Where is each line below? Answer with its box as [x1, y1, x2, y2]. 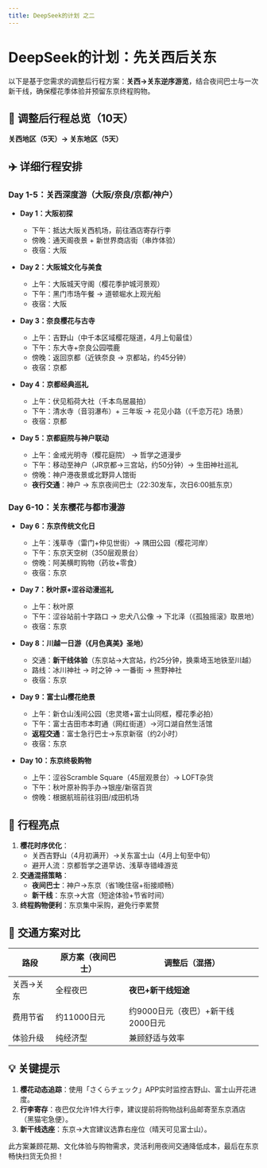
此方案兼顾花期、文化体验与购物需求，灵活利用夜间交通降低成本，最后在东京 [8, 1141, 259, 1151]
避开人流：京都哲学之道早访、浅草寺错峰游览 [31, 860, 179, 871]
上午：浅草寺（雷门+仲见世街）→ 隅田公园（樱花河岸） [31, 538, 213, 548]
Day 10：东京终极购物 [19, 756, 92, 766]
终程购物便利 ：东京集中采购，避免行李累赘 [19, 900, 160, 910]
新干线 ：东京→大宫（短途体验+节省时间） [31, 891, 169, 900]
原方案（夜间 [60, 951, 109, 962]
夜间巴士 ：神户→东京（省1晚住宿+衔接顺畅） [31, 880, 179, 891]
